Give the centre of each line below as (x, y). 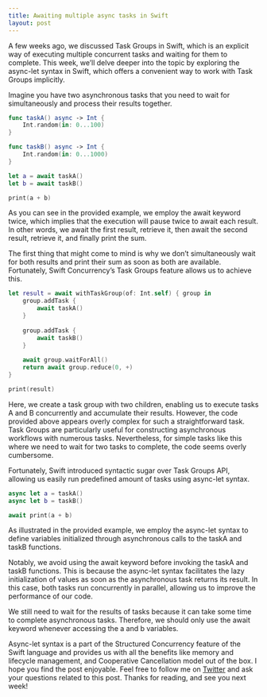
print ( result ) (32, 389)
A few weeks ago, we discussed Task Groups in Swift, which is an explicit (128, 45)
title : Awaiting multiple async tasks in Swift (89, 15)
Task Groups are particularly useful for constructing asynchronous (117, 429)
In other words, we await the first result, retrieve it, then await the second (128, 230)
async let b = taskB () (46, 501)
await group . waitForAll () (66, 360)
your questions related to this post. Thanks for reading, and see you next (127, 678)
